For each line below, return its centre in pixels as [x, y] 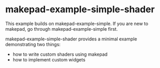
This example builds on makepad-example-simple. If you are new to [77, 24]
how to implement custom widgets [49, 59]
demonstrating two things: [33, 44]
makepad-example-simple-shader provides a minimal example [71, 39]
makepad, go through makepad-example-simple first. [62, 29]
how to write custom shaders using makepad [60, 54]
